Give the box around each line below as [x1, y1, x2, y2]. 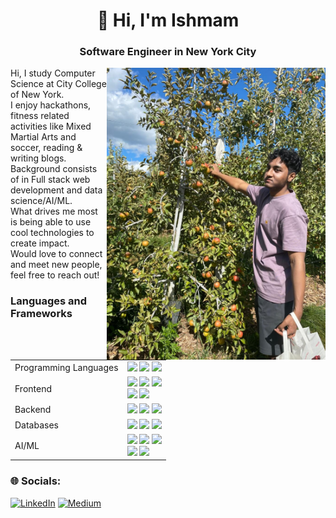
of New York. [10, 89, 65, 101]
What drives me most [10, 205, 98, 218]
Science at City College [10, 78, 107, 90]
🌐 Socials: [10, 474, 62, 488]
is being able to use [10, 216, 92, 228]
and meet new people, [10, 259, 103, 271]
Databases [14, 419, 59, 431]
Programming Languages [14, 361, 119, 373]
